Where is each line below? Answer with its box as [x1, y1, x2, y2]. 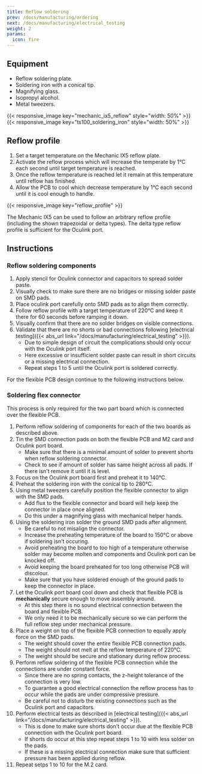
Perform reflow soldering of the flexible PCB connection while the [15, 659, 178, 666]
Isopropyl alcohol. [15, 94, 60, 101]
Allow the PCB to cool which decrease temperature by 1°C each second [15, 184, 192, 191]
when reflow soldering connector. [24, 455, 108, 462]
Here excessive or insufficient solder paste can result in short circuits [24, 352, 196, 359]
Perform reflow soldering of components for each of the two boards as [15, 423, 191, 430]
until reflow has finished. [15, 177, 77, 184]
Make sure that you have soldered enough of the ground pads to [24, 576, 184, 583]
